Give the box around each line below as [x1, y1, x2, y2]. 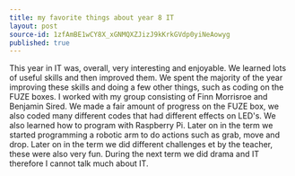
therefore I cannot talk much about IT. [9, 158, 149, 169]
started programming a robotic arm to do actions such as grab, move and [9, 129, 281, 140]
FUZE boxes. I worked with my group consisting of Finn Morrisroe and [9, 92, 268, 102]
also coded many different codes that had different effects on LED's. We [9, 110, 276, 121]
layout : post [9, 22, 58, 31]
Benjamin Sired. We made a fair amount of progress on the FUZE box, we [9, 101, 280, 112]
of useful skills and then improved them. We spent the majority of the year [9, 73, 283, 84]
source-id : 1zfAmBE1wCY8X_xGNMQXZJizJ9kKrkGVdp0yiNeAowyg [9, 30, 230, 39]
